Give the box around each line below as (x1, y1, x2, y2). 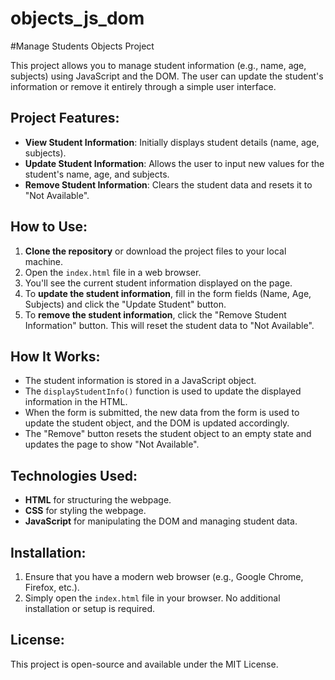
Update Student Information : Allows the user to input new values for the (24, 157, 325, 169)
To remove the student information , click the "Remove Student (24, 308, 287, 321)
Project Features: (10, 110, 120, 127)
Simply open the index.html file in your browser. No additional (24, 592, 281, 604)
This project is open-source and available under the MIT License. (10, 658, 279, 670)
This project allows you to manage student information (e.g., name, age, (10, 59, 307, 71)
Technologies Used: (10, 467, 138, 484)
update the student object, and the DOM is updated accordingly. (24, 417, 290, 429)
